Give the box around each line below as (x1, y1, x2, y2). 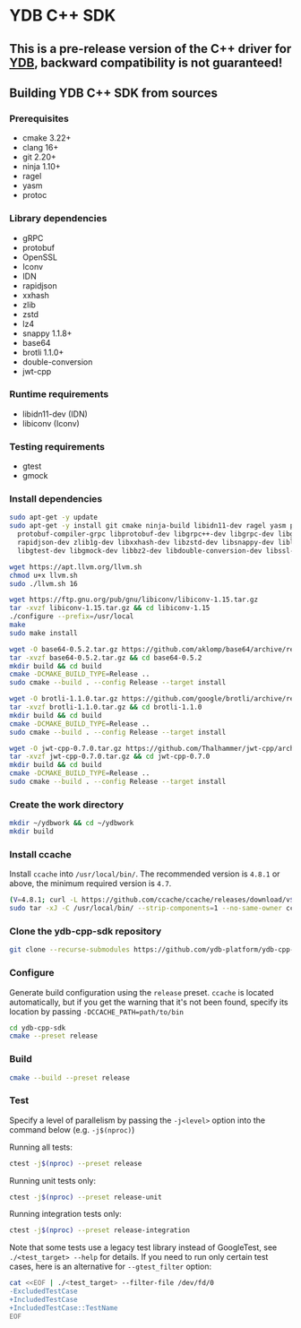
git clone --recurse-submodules (9, 945, 130, 954)
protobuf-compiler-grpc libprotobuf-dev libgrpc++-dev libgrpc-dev (17, 530, 275, 539)
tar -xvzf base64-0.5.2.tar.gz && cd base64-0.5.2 (9, 653, 202, 662)
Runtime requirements (9, 388, 109, 401)
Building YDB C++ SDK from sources (9, 85, 218, 100)
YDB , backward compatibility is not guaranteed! (9, 55, 283, 70)
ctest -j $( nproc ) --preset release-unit (9, 1193, 163, 1202)
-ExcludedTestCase (9, 1287, 78, 1296)
